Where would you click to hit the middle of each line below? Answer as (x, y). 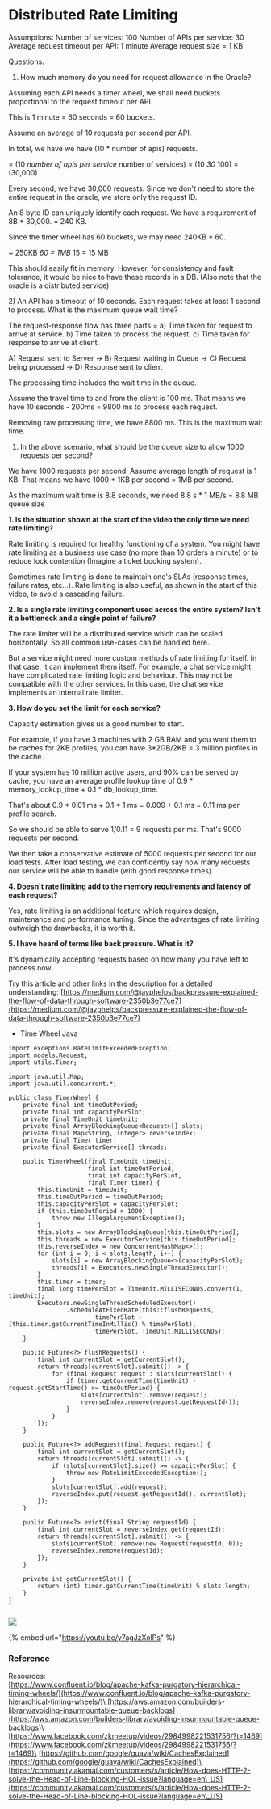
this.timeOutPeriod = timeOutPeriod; (100, 1197)
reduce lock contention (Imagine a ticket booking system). (105, 560)
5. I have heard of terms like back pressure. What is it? (101, 943)
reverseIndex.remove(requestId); (107, 1550)
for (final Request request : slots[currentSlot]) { (142, 1374)
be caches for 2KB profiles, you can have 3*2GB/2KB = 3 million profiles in (133, 748)
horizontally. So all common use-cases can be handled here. (109, 642)
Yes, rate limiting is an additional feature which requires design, (114, 911)
